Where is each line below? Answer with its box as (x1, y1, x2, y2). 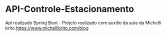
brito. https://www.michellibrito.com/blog (5, 25, 89, 31)
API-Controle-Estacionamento (5, 3, 134, 15)
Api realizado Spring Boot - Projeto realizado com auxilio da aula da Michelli (5, 20, 161, 26)
